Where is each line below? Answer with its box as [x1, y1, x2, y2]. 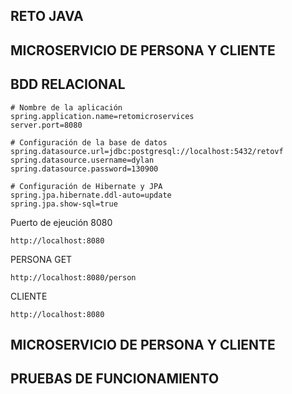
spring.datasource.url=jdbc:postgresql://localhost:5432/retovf [10, 146, 284, 156]
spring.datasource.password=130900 [10, 164, 159, 174]
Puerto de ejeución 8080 [10, 216, 113, 228]
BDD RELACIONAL [10, 76, 126, 93]
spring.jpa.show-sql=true [10, 199, 118, 209]
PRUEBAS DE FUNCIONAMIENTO [10, 370, 220, 388]
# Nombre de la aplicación [10, 102, 123, 113]
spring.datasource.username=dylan [10, 155, 155, 165]
